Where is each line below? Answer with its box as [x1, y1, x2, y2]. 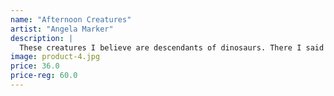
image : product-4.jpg [10, 52, 101, 62]
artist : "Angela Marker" [10, 24, 114, 34]
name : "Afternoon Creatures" [10, 14, 132, 25]
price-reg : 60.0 [10, 71, 78, 81]
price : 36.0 [10, 61, 60, 71]
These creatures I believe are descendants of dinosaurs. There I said [19, 42, 325, 53]
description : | [10, 33, 74, 43]
